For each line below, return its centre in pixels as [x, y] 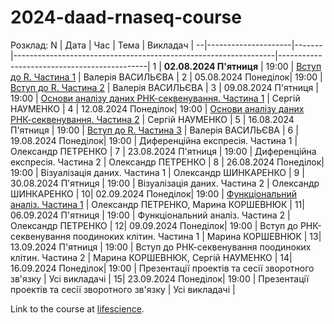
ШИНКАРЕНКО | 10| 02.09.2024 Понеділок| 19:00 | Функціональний [153, 193]
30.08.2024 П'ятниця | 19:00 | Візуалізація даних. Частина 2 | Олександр [165, 183]
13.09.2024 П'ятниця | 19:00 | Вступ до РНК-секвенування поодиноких [161, 247]
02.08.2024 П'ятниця [210, 66]
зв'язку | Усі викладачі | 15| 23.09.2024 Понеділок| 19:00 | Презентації [160, 278]
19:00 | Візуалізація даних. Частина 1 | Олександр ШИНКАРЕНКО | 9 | [157, 172]
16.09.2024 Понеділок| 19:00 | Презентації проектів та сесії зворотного [162, 268]
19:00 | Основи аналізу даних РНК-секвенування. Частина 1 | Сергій [155, 98]
